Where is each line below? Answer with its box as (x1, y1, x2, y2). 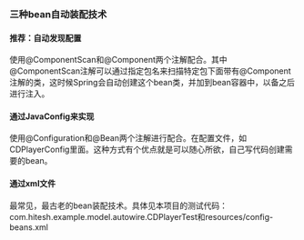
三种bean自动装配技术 (9, 7, 107, 20)
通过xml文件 (9, 177, 56, 188)
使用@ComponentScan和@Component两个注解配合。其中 (9, 55, 228, 65)
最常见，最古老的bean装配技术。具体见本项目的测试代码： (9, 200, 228, 211)
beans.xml (9, 221, 48, 233)
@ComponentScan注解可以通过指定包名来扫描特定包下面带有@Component (9, 65, 291, 76)
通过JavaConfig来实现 (9, 111, 95, 122)
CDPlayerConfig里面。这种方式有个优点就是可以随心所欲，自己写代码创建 (9, 144, 285, 155)
